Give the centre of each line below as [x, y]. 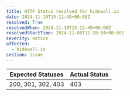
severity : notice [27, 38]
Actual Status [89, 74]
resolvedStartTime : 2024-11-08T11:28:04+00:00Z [65, 33]
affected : [18, 44]
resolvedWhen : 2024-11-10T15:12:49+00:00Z [59, 28]
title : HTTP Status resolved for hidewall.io [62, 11]
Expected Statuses [37, 74]
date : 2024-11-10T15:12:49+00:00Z [48, 17]
